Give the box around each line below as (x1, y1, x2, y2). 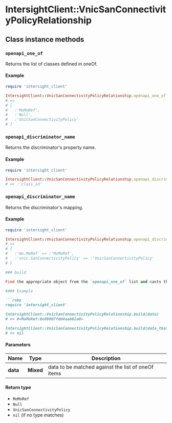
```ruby (5, 298, 22, 303)
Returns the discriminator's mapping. (5, 204, 83, 210)
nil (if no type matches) (12, 412, 64, 418)
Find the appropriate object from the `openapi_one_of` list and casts (5, 279, 161, 284)
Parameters (5, 342, 31, 348)
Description (91, 355, 121, 362)
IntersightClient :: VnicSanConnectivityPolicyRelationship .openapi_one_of (5, 93, 166, 98)
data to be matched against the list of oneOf (48, 363, 154, 371)
